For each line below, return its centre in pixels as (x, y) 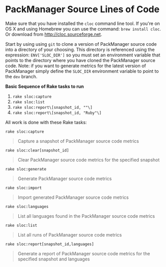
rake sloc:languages (27, 206)
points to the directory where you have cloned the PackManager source (80, 60)
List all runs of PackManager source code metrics (70, 234)
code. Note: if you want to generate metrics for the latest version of (76, 66)
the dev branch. (21, 76)
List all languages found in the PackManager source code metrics (86, 216)
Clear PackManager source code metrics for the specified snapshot (89, 160)
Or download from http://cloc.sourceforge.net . (54, 34)
